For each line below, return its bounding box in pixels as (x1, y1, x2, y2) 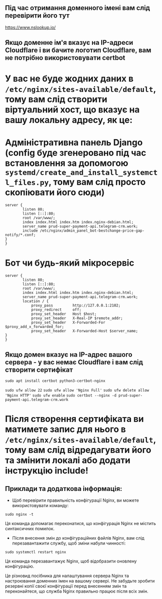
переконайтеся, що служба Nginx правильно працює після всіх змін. (5, 588, 148, 594)
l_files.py (5, 178, 49, 187)
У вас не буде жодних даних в (5, 73, 134, 84)
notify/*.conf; (5, 233, 36, 237)
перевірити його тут (5, 12, 70, 20)
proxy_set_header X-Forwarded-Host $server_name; (31, 328, 138, 334)
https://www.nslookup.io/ (5, 24, 56, 30)
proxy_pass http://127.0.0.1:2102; (31, 303, 121, 308)
